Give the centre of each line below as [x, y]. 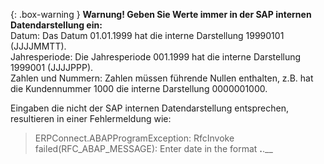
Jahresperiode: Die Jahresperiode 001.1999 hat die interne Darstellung [156, 57]
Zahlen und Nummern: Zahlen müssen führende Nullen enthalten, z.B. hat [162, 78]
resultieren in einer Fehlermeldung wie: [91, 118]
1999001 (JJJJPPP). [52, 67]
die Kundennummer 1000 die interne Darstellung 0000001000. [139, 88]
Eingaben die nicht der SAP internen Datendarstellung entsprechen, [150, 108]
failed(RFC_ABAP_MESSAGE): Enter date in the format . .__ [153, 148]
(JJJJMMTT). [38, 46]
